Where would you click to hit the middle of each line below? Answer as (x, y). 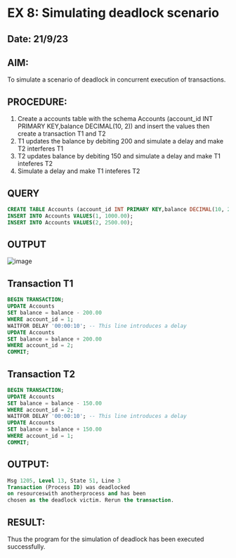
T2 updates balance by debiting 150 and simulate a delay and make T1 (119, 156)
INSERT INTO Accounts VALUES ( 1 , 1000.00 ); (70, 216)
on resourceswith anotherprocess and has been (77, 494)
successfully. (26, 546)
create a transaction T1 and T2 (62, 134)
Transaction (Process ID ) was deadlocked (69, 487)
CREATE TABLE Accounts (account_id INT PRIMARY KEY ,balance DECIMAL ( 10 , (116, 210)
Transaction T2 (41, 374)
